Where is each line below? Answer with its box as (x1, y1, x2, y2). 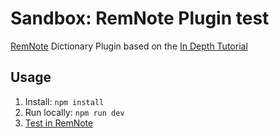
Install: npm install (24, 95, 105, 107)
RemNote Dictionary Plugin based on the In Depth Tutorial (10, 40, 248, 52)
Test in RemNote (24, 117, 94, 129)
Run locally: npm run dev (24, 106, 125, 118)
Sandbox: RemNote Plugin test (10, 7, 270, 30)
